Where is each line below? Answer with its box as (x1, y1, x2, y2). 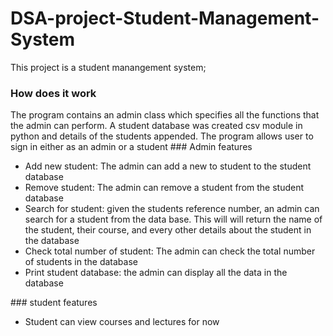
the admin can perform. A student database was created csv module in (10, 120, 303, 132)
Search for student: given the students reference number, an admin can (24, 203, 320, 215)
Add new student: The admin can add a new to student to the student (24, 160, 312, 172)
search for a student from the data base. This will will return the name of (24, 213, 323, 226)
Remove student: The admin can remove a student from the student (24, 182, 305, 194)
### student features (10, 297, 98, 309)
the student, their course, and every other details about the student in (24, 224, 312, 236)
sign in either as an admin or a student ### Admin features (10, 141, 253, 153)
